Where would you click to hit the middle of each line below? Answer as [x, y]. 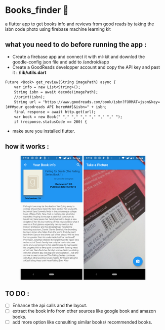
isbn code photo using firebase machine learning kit [58, 29]
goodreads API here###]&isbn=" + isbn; [66, 107]
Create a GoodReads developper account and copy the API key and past [86, 67]
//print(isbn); [30, 97]
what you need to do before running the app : [76, 45]
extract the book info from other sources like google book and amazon [84, 311]
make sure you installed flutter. [43, 131]
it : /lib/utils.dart [29, 72]
